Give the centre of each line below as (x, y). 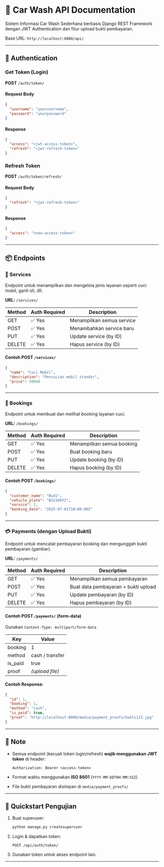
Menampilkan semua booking (104, 444)
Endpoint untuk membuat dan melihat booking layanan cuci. (65, 414)
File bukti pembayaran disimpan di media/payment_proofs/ (70, 786)
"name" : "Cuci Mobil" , (32, 372)
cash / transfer (48, 655)
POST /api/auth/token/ (35, 845)
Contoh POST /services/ (31, 358)
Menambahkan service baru (102, 328)
